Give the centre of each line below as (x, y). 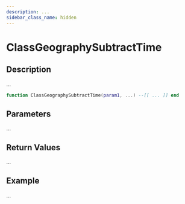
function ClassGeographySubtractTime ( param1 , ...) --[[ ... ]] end (93, 95)
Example (23, 181)
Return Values (33, 148)
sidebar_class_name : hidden (42, 18)
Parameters (29, 114)
